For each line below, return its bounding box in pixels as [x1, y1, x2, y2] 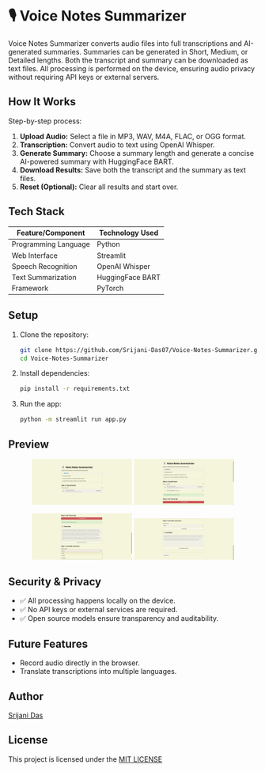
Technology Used [98, 228, 159, 238]
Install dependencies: [19, 369, 90, 378]
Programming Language [11, 240, 91, 249]
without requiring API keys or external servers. [8, 72, 160, 81]
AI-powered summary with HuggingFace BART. [19, 157, 174, 166]
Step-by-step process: [8, 116, 82, 126]
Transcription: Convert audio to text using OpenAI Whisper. [19, 140, 215, 149]
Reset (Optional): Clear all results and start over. [19, 182, 179, 191]
